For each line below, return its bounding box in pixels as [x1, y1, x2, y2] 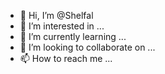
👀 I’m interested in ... [19, 20, 105, 32]
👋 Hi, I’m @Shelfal [19, 10, 94, 21]
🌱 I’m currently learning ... [19, 31, 127, 42]
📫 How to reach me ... [19, 53, 113, 64]
